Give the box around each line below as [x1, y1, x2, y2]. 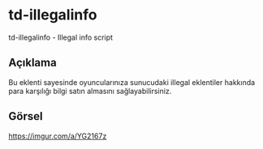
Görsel [8, 109, 43, 123]
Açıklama [8, 56, 57, 70]
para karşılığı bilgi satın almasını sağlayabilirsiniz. [8, 86, 172, 96]
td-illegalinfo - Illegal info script [8, 32, 114, 42]
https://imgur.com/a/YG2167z [8, 131, 107, 141]
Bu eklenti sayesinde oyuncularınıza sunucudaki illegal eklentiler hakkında [8, 77, 256, 87]
